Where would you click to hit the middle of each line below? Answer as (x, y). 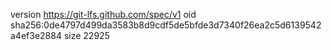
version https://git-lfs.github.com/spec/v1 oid (103, 14)
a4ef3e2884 (36, 35)
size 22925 (86, 35)
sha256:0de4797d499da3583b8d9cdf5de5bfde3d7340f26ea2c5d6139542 (166, 25)
